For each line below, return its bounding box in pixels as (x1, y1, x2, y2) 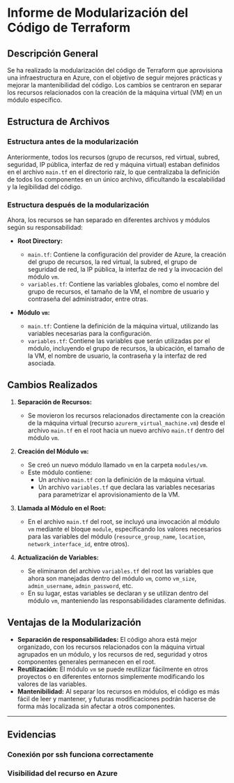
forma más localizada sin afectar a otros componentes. (17, 702, 175, 710)
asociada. (27, 358, 56, 367)
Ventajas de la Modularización (7, 617, 141, 629)
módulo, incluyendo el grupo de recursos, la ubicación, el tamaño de (27, 344, 225, 352)
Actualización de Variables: (17, 553, 99, 562)
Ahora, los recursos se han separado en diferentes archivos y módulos (7, 215, 210, 224)
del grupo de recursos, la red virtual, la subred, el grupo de (27, 257, 197, 266)
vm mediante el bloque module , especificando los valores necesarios (27, 525, 221, 533)
